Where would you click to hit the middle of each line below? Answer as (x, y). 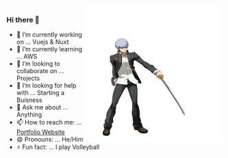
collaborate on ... (40, 71)
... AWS (27, 57)
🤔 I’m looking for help (46, 85)
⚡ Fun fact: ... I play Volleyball (58, 147)
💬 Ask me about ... (42, 107)
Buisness (29, 100)
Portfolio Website (41, 132)
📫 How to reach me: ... (49, 122)
